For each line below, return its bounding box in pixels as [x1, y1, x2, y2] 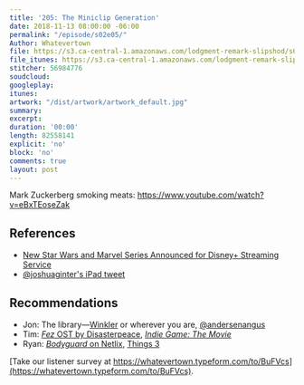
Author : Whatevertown [9, 38, 91, 48]
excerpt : [9, 114, 43, 123]
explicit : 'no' [9, 140, 67, 149]
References [9, 226, 76, 241]
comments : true [9, 156, 67, 166]
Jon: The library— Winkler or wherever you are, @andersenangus [22, 319, 266, 330]
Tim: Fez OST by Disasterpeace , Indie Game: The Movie [22, 329, 233, 340]
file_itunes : [9, 55, 59, 64]
